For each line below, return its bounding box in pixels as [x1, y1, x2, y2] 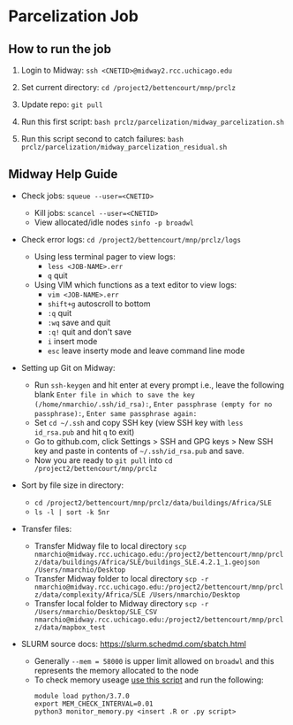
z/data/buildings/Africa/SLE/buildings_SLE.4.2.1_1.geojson [34, 558, 260, 567]
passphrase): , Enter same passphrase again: [34, 407, 198, 418]
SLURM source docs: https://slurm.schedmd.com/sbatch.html [20, 638, 246, 649]
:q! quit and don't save [47, 326, 131, 337]
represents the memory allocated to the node [34, 665, 199, 675]
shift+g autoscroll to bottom [47, 298, 151, 309]
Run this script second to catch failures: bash [20, 134, 184, 143]
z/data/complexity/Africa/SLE [34, 590, 146, 599]
